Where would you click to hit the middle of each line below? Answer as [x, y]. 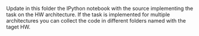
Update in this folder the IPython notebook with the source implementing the [100, 8]
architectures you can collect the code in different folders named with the [96, 21]
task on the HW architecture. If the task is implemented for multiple [88, 15]
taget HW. [18, 27]
